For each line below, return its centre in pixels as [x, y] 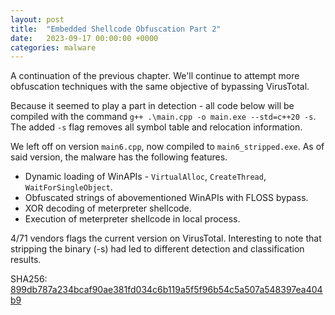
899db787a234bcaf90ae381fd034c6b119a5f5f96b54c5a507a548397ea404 [166, 290]
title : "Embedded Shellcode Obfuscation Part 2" [116, 29]
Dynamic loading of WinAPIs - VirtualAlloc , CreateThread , [145, 177]
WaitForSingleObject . [68, 187]
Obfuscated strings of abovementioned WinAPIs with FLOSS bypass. [166, 198]
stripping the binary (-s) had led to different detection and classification [157, 249]
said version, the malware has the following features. [119, 157]
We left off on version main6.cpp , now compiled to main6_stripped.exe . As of [167, 147]
